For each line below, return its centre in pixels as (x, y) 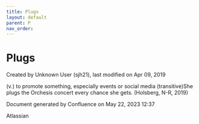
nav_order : (20, 28)
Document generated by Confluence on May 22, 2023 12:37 (81, 104)
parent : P (19, 23)
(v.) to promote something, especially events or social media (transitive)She (100, 86)
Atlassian (17, 116)
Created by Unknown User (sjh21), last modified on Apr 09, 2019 (86, 75)
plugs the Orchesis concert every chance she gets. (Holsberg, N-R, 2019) (97, 93)
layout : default (26, 17)
